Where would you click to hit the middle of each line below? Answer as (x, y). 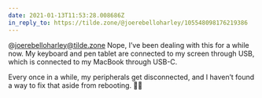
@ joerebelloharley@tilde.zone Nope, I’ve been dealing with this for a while (129, 45)
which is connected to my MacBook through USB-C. (93, 62)
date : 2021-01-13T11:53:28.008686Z (66, 15)
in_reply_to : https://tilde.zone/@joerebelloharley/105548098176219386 (128, 23)
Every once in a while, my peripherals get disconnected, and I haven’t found (131, 77)
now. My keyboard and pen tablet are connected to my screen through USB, (131, 53)
